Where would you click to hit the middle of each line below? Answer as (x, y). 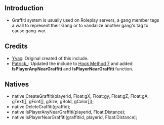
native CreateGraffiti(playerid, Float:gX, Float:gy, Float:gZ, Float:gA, (80, 96)
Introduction (24, 8)
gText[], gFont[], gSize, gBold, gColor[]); (53, 102)
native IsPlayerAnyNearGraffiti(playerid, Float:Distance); (69, 112)
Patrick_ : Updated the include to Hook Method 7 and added (72, 63)
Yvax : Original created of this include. (50, 58)
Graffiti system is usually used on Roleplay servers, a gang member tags (85, 20)
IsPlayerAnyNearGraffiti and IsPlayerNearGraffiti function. (73, 68)
